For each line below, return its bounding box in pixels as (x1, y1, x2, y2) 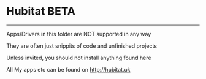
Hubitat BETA (6, 4, 75, 18)
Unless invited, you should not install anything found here (6, 54, 151, 61)
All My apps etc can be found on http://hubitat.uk (6, 66, 131, 73)
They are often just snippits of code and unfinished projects (6, 42, 158, 50)
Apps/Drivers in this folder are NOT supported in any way (6, 30, 151, 37)
